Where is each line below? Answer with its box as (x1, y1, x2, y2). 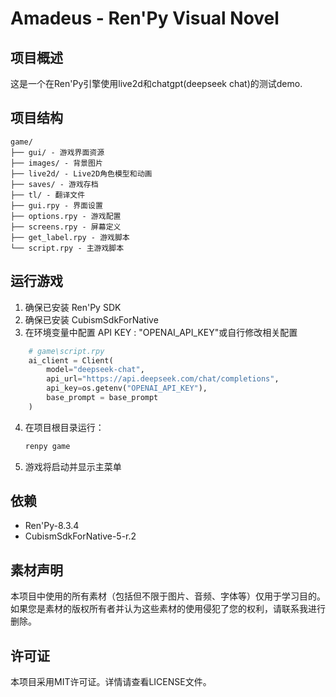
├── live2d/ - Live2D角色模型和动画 (10, 168, 153, 179)
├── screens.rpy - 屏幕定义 (10, 222, 122, 232)
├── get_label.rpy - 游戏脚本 (10, 232, 130, 242)
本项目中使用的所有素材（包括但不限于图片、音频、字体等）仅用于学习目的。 (10, 590, 326, 602)
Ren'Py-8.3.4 (24, 520, 80, 532)
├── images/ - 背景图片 (10, 158, 103, 168)
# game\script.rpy (28, 346, 105, 356)
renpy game (24, 441, 71, 451)
